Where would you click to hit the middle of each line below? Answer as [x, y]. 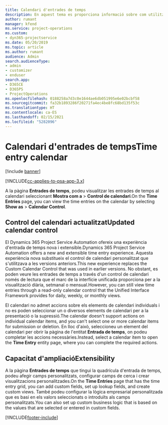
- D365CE [14, 84]
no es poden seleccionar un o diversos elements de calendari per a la [77, 311]
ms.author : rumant [24, 52]
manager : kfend [21, 24]
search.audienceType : [28, 61]
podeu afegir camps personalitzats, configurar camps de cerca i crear [77, 376]
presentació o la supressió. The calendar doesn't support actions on [75, 316]
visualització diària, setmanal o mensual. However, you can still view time [80, 285]
